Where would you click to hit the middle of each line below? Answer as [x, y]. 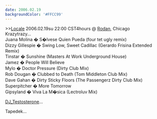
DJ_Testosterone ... [24, 102]
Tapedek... [16, 111]
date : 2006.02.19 [23, 10]
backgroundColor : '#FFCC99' [34, 14]
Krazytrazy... [18, 34]
